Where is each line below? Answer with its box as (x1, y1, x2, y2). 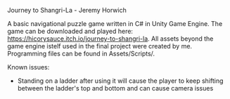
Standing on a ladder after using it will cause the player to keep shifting (17, 77, 224, 85)
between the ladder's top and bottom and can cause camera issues (17, 84, 214, 92)
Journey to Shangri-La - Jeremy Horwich (7, 6, 127, 14)
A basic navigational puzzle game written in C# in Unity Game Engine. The (7, 20, 223, 27)
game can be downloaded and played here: (7, 27, 134, 35)
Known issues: (7, 63, 50, 71)
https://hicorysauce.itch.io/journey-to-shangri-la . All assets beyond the (7, 34, 214, 43)
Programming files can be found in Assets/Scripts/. (7, 49, 155, 58)
